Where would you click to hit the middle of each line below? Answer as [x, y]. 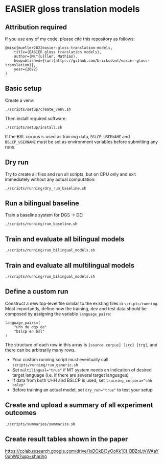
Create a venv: [20, 100]
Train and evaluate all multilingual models [70, 265]
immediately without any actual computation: [50, 179]
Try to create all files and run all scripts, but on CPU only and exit [70, 174]
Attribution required [36, 27]
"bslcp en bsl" [29, 331]
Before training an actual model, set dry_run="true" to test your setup [82, 390]
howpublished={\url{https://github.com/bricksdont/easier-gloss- [82, 61]
